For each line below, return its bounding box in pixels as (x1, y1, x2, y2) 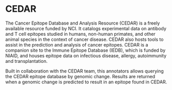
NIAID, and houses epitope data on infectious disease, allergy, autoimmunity (5, 52, 167, 59)
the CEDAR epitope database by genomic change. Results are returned (5, 73, 156, 79)
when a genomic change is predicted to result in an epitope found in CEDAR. (5, 79, 167, 85)
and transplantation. (5, 58, 48, 64)
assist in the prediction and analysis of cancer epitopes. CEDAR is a (5, 41, 148, 48)
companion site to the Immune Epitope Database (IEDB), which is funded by (5, 47, 166, 53)
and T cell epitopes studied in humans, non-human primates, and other (5, 31, 156, 37)
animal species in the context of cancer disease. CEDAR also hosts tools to (5, 36, 164, 42)
